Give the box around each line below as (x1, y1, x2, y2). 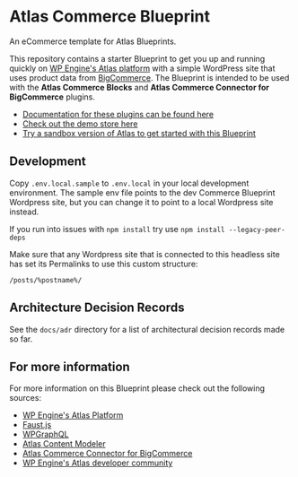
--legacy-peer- (228, 225, 285, 234)
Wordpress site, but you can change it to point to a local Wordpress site (9, 196, 274, 207)
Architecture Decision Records (9, 300, 185, 316)
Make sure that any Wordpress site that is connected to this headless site (9, 248, 280, 259)
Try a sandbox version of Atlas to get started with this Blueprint (22, 127, 256, 138)
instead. (9, 206, 39, 217)
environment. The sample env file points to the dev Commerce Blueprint (9, 186, 276, 198)
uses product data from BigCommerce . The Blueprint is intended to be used (9, 72, 290, 82)
